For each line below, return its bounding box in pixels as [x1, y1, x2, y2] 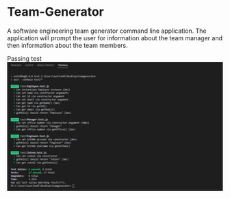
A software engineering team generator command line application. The [7, 27, 207, 35]
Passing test [7, 54, 42, 62]
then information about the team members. [7, 41, 128, 49]
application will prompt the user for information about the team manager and [7, 33, 222, 42]
